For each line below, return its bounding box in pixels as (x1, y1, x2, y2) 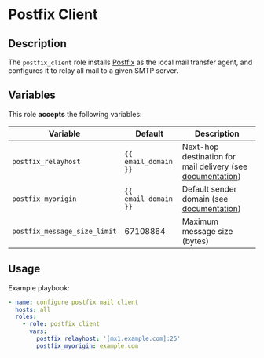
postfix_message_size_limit (12, 226, 117, 236)
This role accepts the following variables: (8, 109, 143, 119)
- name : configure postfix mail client (8, 298, 139, 306)
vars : (28, 327, 47, 335)
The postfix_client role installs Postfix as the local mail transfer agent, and (8, 57, 253, 67)
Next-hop (181, 141, 219, 152)
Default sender (181, 183, 237, 194)
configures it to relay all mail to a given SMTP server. (8, 66, 179, 75)
